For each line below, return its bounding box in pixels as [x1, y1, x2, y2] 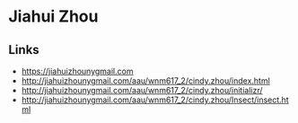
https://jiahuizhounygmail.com [21, 66, 134, 76]
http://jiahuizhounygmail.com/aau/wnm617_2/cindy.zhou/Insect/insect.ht [21, 94, 289, 105]
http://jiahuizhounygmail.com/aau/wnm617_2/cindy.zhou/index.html [21, 75, 270, 86]
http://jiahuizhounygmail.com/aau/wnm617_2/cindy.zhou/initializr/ [21, 85, 263, 95]
